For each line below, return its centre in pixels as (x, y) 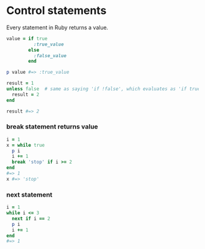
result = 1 (20, 83)
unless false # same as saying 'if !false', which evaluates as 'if (97, 89)
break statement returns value (52, 127)
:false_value (50, 55)
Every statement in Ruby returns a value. (57, 27)
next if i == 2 (31, 219)
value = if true (27, 38)
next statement (30, 194)
